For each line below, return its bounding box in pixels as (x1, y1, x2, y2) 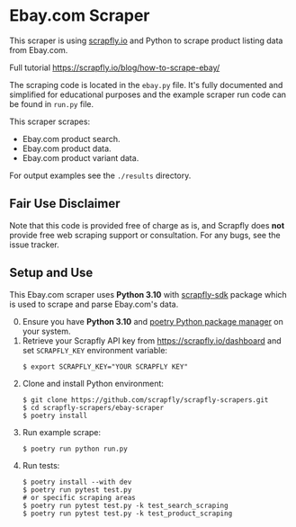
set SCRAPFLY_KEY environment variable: (22, 344, 168, 355)
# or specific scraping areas (22, 493, 137, 502)
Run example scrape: (22, 426, 102, 437)
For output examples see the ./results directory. (9, 170, 192, 181)
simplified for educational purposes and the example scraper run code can (9, 89, 286, 100)
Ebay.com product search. (22, 133, 121, 144)
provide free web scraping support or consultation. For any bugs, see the (9, 229, 281, 240)
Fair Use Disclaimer (9, 196, 121, 211)
